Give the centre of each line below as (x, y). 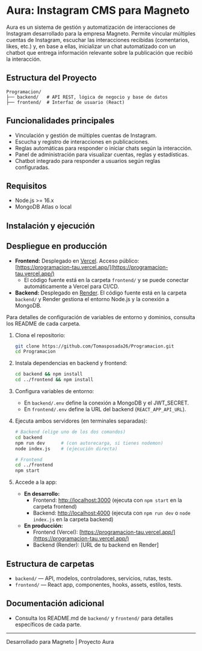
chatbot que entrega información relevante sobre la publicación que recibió (99, 52)
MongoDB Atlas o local (43, 207)
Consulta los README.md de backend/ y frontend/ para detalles (94, 618)
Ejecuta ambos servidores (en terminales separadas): (81, 421)
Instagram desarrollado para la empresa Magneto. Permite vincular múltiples (101, 33)
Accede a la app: (36, 482)
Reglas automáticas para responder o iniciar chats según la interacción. (103, 148)
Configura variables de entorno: (54, 391)
